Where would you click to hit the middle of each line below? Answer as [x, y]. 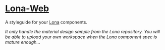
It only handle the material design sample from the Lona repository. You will [82, 31]
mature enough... [23, 42]
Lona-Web [27, 9]
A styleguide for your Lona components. [46, 22]
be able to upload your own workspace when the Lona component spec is [81, 37]
